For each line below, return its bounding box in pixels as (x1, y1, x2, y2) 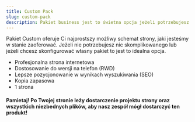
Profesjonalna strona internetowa (14, 59, 95, 66)
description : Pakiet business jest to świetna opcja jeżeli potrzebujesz (6, 19, 190, 25)
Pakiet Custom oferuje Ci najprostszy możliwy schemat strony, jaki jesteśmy (6, 35, 189, 42)
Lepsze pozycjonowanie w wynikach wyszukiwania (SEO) (14, 71, 154, 78)
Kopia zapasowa (14, 77, 54, 84)
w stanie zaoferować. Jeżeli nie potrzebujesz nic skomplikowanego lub (6, 41, 177, 48)
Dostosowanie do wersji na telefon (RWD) (14, 65, 115, 72)
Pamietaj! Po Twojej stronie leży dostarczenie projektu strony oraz (6, 96, 170, 103)
